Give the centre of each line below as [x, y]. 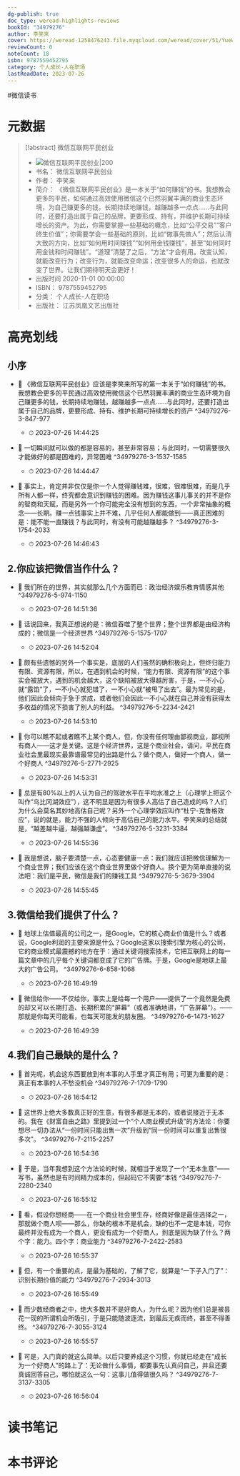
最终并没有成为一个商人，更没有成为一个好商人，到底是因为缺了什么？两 [124, 1232]
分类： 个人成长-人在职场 [72, 296]
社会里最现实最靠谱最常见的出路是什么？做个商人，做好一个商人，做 [124, 755]
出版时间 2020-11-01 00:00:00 [80, 278]
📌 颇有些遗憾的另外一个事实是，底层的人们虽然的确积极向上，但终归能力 [124, 663]
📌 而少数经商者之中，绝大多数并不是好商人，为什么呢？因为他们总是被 [121, 1309]
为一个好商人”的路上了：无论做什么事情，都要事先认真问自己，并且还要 [122, 1365]
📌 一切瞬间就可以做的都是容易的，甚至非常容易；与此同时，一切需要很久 [124, 448]
